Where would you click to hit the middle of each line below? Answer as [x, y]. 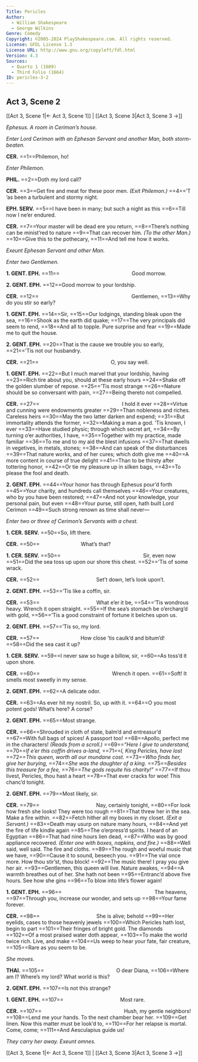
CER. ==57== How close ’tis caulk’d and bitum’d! [85, 638]
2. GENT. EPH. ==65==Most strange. [51, 720]
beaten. [16, 145]
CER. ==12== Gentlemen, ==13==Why [98, 296]
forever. [16, 904]
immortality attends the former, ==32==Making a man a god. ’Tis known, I [96, 422]
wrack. [14, 568]
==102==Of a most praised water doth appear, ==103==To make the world [97, 935]
